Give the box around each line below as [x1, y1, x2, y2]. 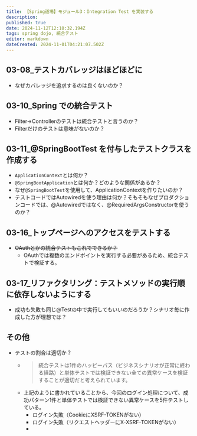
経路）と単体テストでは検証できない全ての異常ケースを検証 [43, 369, 188, 376]
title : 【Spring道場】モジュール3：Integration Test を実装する [6, 8, 154, 15]
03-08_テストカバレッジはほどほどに [6, 65, 143, 75]
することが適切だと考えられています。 [38, 376, 131, 383]
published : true [6, 19, 46, 25]
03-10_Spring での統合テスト [6, 101, 113, 111]
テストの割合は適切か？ [14, 349, 72, 356]
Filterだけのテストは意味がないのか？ [14, 125, 105, 132]
